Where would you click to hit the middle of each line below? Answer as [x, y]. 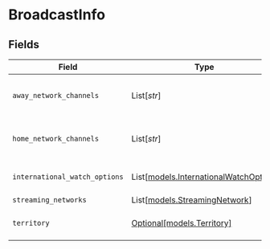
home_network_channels [55, 139]
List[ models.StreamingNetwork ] [192, 200]
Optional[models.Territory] [182, 223]
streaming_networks [49, 200]
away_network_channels [55, 95]
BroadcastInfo [57, 15]
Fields [24, 45]
